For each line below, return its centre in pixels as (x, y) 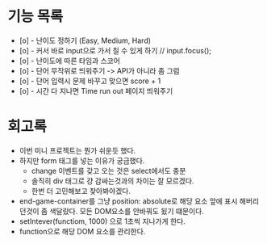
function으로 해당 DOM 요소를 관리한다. (82, 231)
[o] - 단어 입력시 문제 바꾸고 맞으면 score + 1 (90, 81)
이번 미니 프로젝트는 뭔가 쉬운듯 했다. (77, 150)
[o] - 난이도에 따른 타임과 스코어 (69, 61)
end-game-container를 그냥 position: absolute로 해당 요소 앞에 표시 (128, 201)
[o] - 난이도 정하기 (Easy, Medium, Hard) (85, 40)
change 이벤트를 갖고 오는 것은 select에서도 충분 (108, 170)
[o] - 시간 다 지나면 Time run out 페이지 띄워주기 (96, 90)
